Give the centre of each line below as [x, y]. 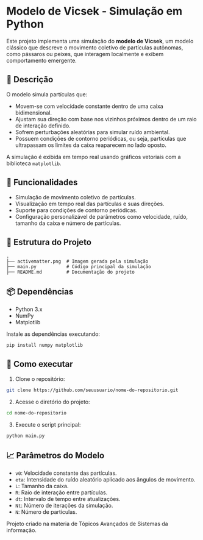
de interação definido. [43, 126]
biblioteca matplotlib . [34, 163]
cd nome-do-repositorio [37, 413]
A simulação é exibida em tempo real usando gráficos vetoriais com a [94, 157]
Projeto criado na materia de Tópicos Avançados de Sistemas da [87, 524]
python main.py [26, 436]
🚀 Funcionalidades [42, 183]
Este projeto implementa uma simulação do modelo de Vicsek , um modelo [100, 41]
